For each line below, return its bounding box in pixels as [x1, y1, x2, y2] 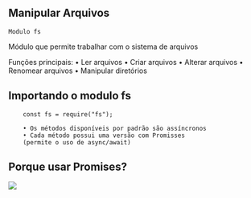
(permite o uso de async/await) [23, 138, 131, 147]
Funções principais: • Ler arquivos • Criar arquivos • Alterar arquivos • [8, 57, 244, 67]
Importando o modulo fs [8, 89, 131, 103]
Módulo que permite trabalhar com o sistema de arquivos [8, 42, 199, 51]
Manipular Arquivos [8, 6, 110, 20]
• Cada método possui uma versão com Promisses [23, 131, 185, 139]
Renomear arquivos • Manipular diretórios [8, 66, 147, 75]
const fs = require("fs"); [23, 110, 113, 119]
